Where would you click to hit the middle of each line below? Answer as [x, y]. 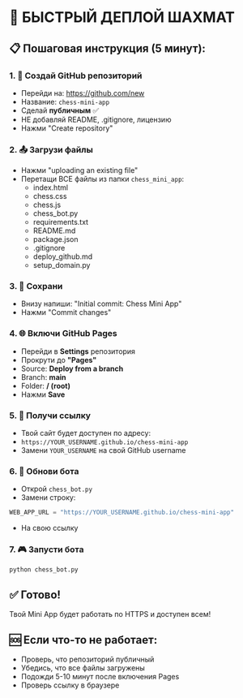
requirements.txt [60, 222]
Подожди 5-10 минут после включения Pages [100, 677]
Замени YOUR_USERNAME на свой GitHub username [103, 450]
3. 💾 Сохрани [36, 287]
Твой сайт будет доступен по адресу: [86, 433]
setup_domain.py [62, 265]
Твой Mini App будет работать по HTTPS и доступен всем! [110, 614]
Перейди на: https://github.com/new [83, 93]
